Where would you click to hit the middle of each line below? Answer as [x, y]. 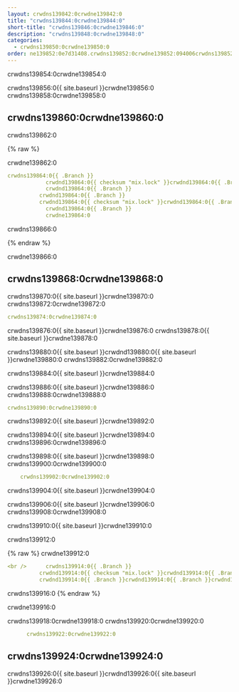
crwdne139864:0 [68, 215]
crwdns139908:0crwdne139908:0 [57, 512]
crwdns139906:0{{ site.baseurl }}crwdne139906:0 [81, 505]
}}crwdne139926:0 [35, 681]
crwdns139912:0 [31, 539]
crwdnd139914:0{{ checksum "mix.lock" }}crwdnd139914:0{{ [127, 573]
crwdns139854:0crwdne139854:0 [57, 74]
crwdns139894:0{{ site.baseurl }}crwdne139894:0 [81, 435]
